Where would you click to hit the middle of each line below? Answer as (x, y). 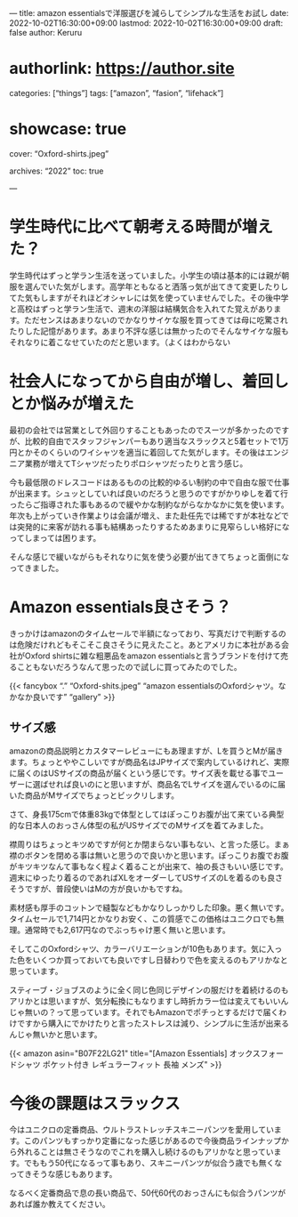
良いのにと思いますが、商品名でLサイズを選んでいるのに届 (178, 784)
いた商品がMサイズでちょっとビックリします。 (94, 795)
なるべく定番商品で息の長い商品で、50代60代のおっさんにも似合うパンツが (148, 1193)
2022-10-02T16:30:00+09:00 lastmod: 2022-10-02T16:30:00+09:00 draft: (146, 23)
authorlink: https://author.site (122, 69)
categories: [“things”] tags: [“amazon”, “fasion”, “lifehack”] (117, 93)
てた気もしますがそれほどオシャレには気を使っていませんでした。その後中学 (149, 297)
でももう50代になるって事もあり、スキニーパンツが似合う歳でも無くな (153, 1163)
